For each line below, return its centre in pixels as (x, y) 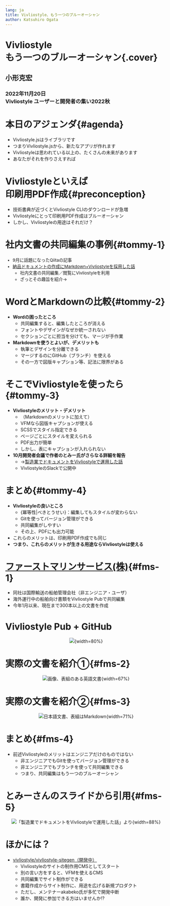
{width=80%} (89, 641)
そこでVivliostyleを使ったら (65, 384)
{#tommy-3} (33, 395)
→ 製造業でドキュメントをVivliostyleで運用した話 (71, 461)
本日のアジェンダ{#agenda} (65, 125)
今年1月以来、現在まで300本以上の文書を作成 (60, 605)
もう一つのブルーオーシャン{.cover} (81, 57)
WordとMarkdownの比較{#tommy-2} (85, 301)
